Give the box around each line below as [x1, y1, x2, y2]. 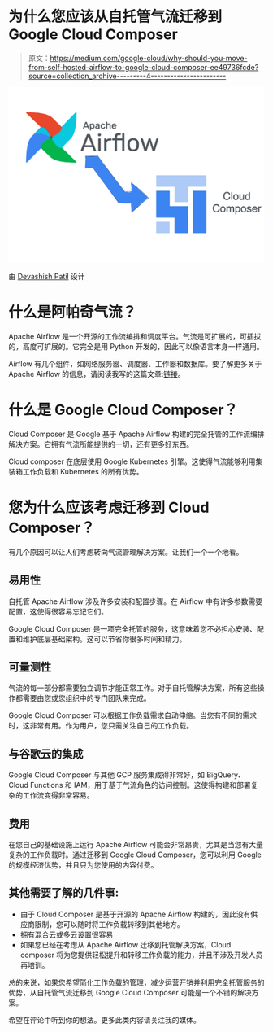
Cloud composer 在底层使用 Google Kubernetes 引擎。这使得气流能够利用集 [8, 457, 263, 466]
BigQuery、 [206, 770, 245, 780]
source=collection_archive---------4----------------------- [28, 71, 227, 81]
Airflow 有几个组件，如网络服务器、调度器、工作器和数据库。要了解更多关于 [8, 359, 262, 369]
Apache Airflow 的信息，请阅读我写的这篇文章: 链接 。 [8, 369, 185, 378]
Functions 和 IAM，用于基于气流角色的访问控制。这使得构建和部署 [29, 781, 252, 790]
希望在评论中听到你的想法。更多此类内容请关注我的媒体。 [8, 1015, 201, 1025]
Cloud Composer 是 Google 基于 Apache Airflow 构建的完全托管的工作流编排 [8, 429, 265, 439]
